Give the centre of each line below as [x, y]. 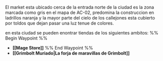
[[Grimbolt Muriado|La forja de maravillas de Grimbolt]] [71, 53]
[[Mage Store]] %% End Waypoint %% [53, 48]
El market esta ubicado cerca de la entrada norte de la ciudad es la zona [79, 7]
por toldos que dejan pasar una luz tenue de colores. [59, 23]
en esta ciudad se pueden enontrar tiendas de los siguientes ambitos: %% [82, 33]
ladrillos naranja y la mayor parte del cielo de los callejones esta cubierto [80, 18]
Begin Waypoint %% [26, 38]
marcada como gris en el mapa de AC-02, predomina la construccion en [79, 12]
